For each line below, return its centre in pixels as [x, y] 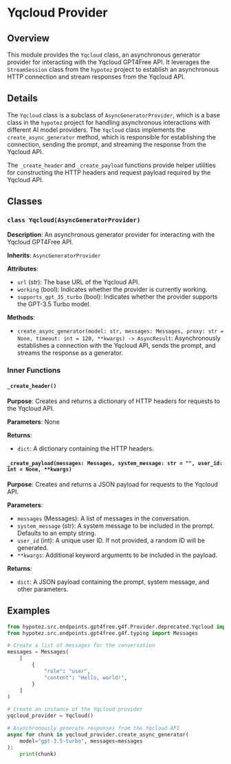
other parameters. [43, 589]
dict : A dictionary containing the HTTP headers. [85, 448]
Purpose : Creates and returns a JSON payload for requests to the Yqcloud [112, 484]
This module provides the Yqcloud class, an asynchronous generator [104, 55]
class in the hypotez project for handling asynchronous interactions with [109, 122]
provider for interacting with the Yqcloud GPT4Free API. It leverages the [109, 62]
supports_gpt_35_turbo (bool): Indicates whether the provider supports [117, 296]
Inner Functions [34, 371]
